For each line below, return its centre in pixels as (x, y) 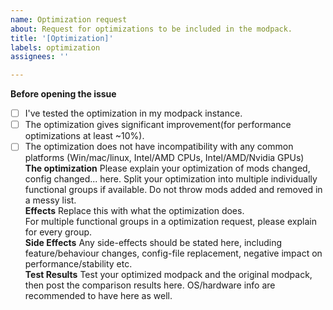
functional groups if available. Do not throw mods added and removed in (173, 190)
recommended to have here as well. (98, 296)
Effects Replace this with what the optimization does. (134, 211)
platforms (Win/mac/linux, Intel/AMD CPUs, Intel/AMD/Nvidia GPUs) (164, 158)
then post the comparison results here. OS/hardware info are (150, 285)
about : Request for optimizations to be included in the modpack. (151, 29)
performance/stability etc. (78, 264)
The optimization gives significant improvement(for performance (158, 125)
